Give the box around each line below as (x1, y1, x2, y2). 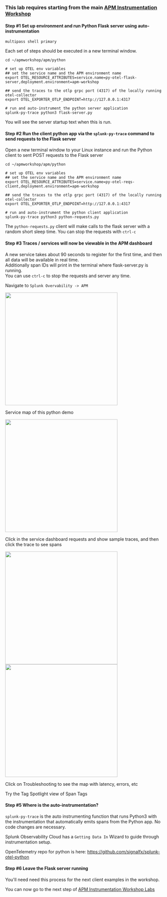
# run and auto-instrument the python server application (5, 106, 128, 111)
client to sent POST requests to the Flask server (5, 152, 104, 158)
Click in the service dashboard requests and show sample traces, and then (5, 536, 159, 542)
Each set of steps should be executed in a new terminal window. (5, 48, 137, 54)
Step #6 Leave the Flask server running (5, 865, 88, 871)
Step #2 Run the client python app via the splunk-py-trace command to (5, 130, 155, 136)
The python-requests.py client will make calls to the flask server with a (5, 223, 150, 230)
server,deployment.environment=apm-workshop (5, 80, 99, 85)
